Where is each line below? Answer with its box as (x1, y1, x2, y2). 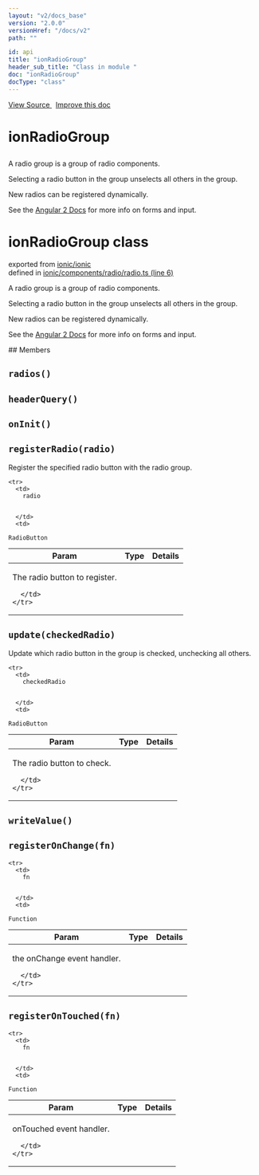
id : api (8, 49, 34, 57)
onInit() (8, 418, 52, 430)
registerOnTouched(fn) (8, 1010, 121, 1022)
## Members (8, 344, 51, 355)
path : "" (8, 33, 37, 42)
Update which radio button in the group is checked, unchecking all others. (8, 648, 252, 658)
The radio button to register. (12, 572, 117, 583)
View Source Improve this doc (8, 100, 112, 109)
